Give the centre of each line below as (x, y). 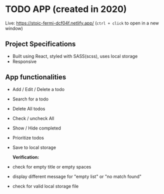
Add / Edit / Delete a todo (38, 89)
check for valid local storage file (45, 186)
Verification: (26, 157)
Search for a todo (30, 99)
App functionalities (36, 77)
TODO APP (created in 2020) (66, 9)
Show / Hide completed (37, 128)
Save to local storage (34, 147)
